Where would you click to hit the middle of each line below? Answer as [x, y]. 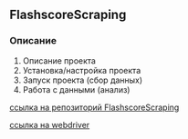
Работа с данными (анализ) [76, 89]
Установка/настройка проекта [82, 70]
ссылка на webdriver [50, 124]
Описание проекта [59, 60]
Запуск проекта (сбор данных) [83, 80]
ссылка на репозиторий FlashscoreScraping [94, 107]
